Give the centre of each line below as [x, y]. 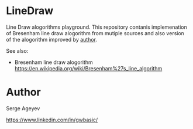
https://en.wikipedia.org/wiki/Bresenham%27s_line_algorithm [88, 68]
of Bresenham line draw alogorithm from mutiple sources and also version [95, 33]
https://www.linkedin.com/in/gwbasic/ [52, 120]
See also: [17, 50]
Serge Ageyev [23, 108]
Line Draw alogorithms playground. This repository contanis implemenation [96, 27]
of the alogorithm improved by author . [52, 39]
